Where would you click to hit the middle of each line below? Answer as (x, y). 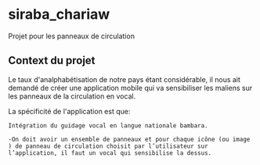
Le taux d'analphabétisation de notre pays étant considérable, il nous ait (125, 79)
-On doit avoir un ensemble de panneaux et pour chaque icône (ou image (129, 139)
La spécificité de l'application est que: (69, 111)
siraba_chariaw (59, 14)
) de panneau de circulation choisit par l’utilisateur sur (108, 146)
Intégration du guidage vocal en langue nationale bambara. (108, 126)
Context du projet (52, 61)
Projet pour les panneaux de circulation (72, 36)
